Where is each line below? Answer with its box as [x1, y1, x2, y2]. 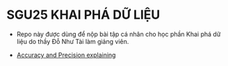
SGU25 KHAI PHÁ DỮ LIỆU [6, 7, 161, 23]
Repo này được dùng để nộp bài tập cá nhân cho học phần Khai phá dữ [16, 30, 221, 38]
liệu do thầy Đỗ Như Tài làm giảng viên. [16, 37, 129, 45]
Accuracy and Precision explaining [16, 51, 116, 59]
